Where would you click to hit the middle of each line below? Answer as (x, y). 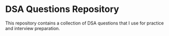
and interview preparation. (33, 28)
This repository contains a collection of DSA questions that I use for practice (84, 23)
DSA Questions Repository (62, 9)
